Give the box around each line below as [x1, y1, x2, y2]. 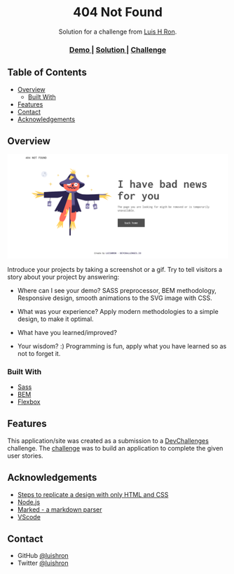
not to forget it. [17, 349, 61, 357]
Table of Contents [7, 67, 88, 78]
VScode [17, 512, 41, 521]
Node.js [17, 498, 41, 506]
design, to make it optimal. [17, 315, 94, 323]
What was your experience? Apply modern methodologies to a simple [17, 307, 219, 315]
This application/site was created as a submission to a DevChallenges [7, 436, 209, 445]
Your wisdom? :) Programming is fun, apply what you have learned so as [17, 341, 227, 350]
